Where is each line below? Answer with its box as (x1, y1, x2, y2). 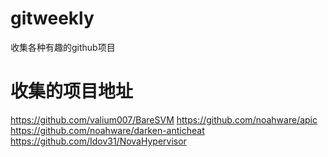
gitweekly (10, 7, 95, 30)
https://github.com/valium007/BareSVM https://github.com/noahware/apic (10, 113, 318, 126)
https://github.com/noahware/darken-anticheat (10, 124, 205, 136)
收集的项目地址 (10, 80, 134, 103)
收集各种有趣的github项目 (10, 41, 116, 53)
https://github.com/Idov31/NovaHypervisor (10, 135, 187, 147)
